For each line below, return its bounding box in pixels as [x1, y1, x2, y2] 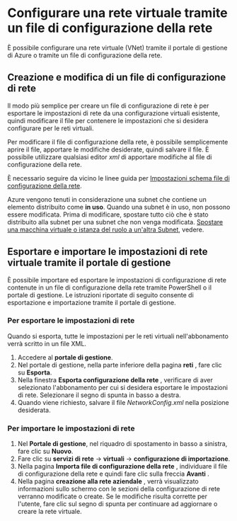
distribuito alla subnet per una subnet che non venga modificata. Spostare [7, 217, 224, 226]
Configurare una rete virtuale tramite [7, 5, 228, 21]
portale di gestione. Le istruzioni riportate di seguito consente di [7, 290, 195, 299]
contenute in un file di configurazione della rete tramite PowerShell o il [7, 283, 212, 292]
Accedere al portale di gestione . [17, 353, 113, 362]
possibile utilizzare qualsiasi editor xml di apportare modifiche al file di [7, 152, 212, 161]
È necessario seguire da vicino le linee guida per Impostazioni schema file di [7, 173, 230, 182]
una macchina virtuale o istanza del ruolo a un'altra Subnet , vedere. [7, 225, 204, 234]
